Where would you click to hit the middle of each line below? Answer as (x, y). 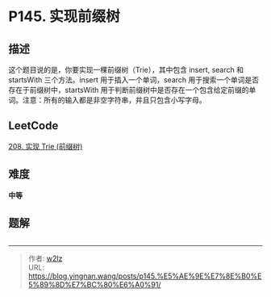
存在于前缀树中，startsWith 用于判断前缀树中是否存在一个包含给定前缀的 (129, 90)
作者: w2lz (45, 258)
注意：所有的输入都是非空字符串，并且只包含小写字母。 (114, 100)
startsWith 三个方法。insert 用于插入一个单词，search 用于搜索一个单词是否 (134, 80)
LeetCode (33, 126)
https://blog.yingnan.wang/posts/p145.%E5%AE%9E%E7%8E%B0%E (145, 276)
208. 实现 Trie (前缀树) (46, 146)
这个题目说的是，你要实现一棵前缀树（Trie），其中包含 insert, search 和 (126, 70)
